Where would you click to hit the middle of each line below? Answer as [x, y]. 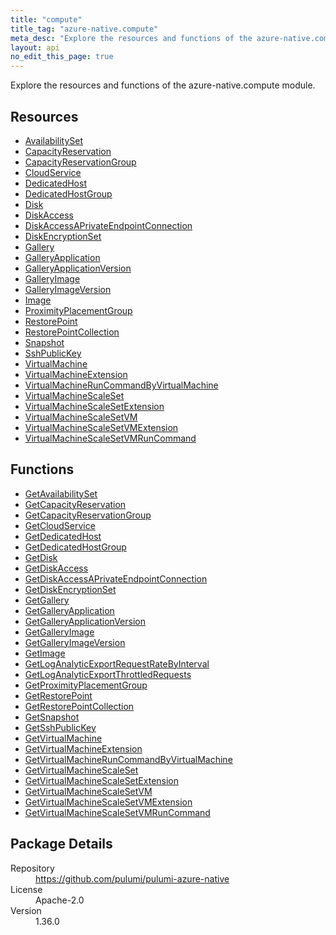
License [26, 889]
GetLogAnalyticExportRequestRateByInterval [117, 663]
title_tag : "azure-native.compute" [84, 29]
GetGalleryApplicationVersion [85, 621]
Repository [32, 868]
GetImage [45, 653]
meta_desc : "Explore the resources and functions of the [131, 38]
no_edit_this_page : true [62, 57]
